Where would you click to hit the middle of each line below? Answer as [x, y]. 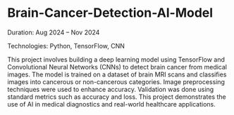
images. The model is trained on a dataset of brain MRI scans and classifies [117, 74]
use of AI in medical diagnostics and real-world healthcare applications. [112, 104]
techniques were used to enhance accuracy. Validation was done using [111, 89]
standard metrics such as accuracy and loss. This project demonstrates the [117, 97]
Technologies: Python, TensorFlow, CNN [66, 46]
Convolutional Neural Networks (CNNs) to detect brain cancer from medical [117, 67]
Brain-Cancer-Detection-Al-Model [110, 13]
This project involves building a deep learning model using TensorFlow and [116, 59]
